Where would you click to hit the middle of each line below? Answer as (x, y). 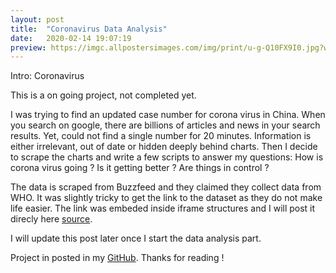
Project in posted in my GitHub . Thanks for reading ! (117, 258)
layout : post (37, 19)
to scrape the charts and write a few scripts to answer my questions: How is (167, 157)
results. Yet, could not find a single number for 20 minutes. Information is (161, 136)
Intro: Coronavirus (47, 76)
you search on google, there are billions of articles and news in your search (165, 125)
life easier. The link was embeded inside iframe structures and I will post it (163, 208)
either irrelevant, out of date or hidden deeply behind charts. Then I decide (164, 147)
